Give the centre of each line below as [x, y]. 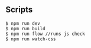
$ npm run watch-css [31, 39]
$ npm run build [25, 28]
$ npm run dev [23, 23]
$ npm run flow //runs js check [45, 34]
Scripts [19, 10]
